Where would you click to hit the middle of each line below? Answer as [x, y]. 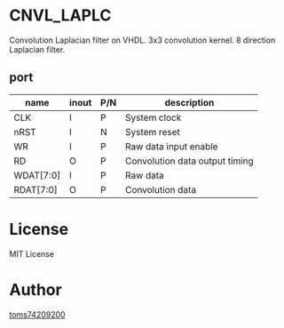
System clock [154, 117]
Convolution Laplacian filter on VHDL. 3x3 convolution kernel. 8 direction [142, 40]
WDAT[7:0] [37, 175]
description [189, 102]
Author [35, 289]
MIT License [32, 253]
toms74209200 [37, 314]
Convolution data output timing [190, 161]
